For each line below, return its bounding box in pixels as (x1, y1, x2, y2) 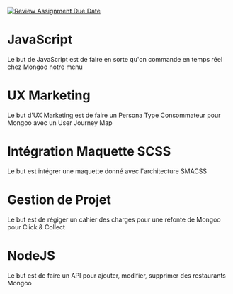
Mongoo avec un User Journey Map (7, 118, 113, 127)
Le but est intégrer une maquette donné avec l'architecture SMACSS (7, 167, 208, 175)
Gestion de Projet (7, 192, 111, 207)
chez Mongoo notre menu (7, 62, 83, 71)
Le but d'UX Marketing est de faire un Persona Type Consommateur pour (7, 111, 221, 119)
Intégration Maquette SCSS (7, 143, 171, 160)
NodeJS (7, 247, 55, 263)
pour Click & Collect (7, 222, 66, 231)
